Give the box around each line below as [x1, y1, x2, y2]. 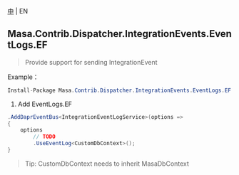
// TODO [33, 133, 56, 141]
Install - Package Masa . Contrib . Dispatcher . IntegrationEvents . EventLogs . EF [7, 87, 232, 94]
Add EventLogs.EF [17, 100, 73, 108]
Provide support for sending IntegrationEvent [24, 58, 158, 66]
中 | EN [7, 7, 29, 15]
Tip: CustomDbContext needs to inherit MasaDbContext [24, 159, 189, 168]
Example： [7, 73, 39, 81]
